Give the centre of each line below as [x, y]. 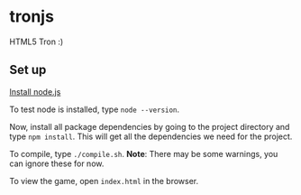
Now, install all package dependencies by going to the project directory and [150, 126]
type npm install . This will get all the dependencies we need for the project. [151, 136]
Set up [28, 70]
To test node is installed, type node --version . [95, 109]
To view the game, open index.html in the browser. [104, 181]
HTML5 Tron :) [36, 42]
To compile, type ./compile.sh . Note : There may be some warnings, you [144, 153]
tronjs [32, 17]
